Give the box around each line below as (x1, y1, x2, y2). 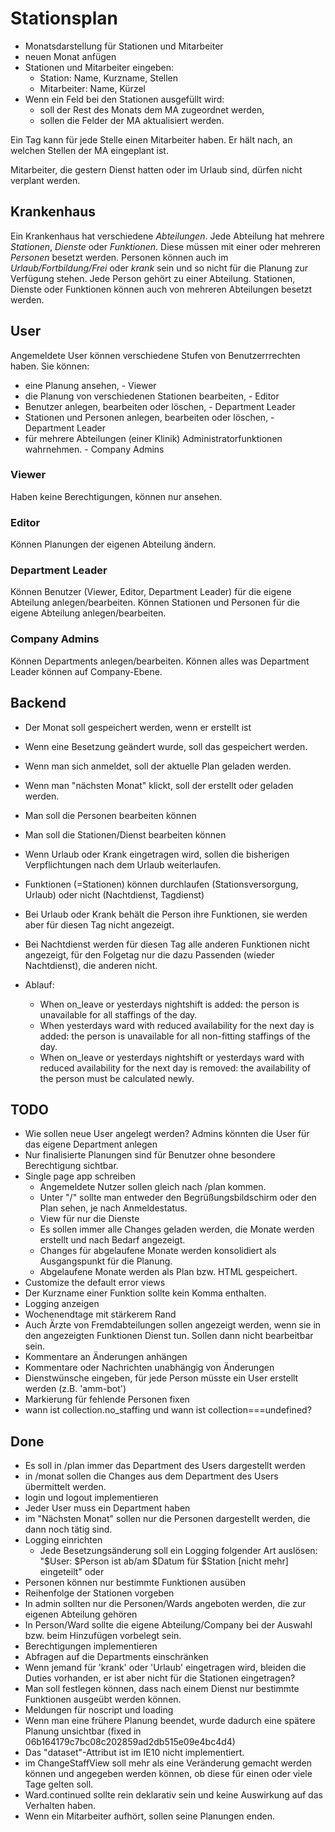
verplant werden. (10, 174, 81, 186)
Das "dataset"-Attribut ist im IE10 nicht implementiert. (24, 1747, 245, 1759)
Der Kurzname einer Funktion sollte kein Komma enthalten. (24, 1287, 267, 1299)
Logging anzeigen (24, 1298, 100, 1310)
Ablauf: (24, 978, 55, 991)
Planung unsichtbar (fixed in (24, 1725, 142, 1737)
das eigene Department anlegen (24, 1138, 158, 1151)
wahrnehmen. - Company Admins (24, 443, 165, 455)
